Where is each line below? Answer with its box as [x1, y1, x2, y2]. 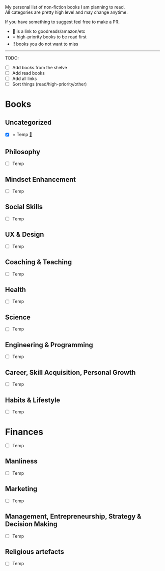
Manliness [5, 457, 38, 465]
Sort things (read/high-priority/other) [12, 81, 87, 87]
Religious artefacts [5, 547, 65, 556]
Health [5, 286, 26, 294]
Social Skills [5, 203, 43, 211]
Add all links [12, 76, 37, 82]
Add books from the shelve [12, 65, 67, 70]
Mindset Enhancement [5, 175, 76, 184]
